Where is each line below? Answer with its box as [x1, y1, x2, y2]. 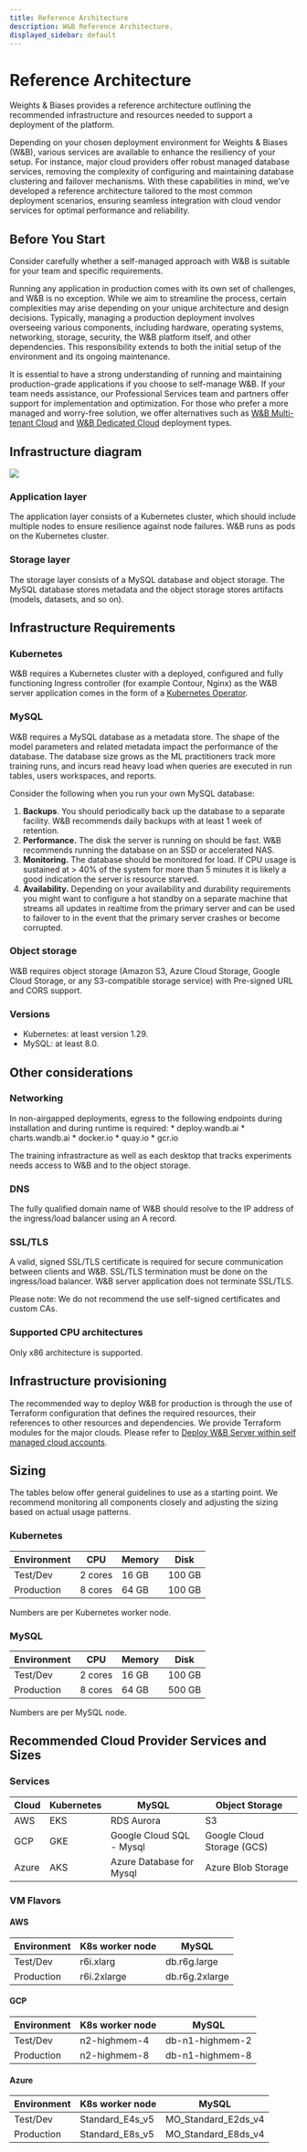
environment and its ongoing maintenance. [9, 351, 171, 362]
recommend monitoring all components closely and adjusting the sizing [9, 1497, 279, 1508]
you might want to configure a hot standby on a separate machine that [22, 893, 288, 904]
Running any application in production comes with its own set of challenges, [9, 283, 296, 294]
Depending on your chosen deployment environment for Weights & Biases [9, 137, 288, 148]
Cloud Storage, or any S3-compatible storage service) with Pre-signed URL [9, 975, 294, 986]
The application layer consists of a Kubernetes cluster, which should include [9, 511, 297, 522]
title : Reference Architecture [9, 13, 129, 23]
